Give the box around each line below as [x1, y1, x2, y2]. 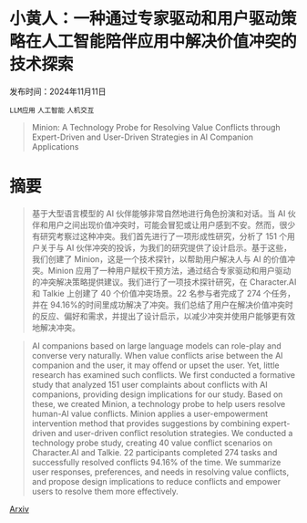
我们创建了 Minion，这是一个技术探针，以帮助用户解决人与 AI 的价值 [31, 253, 288, 265]
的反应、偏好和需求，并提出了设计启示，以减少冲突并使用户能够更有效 [31, 310, 296, 321]
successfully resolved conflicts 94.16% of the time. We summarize [31, 456, 281, 467]
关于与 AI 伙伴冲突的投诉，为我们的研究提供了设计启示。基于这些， [39, 242, 292, 253]
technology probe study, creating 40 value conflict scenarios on [31, 437, 273, 448]
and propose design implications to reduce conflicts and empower [31, 476, 281, 486]
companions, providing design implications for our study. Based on [31, 389, 283, 400]
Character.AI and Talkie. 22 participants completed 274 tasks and [31, 446, 278, 457]
